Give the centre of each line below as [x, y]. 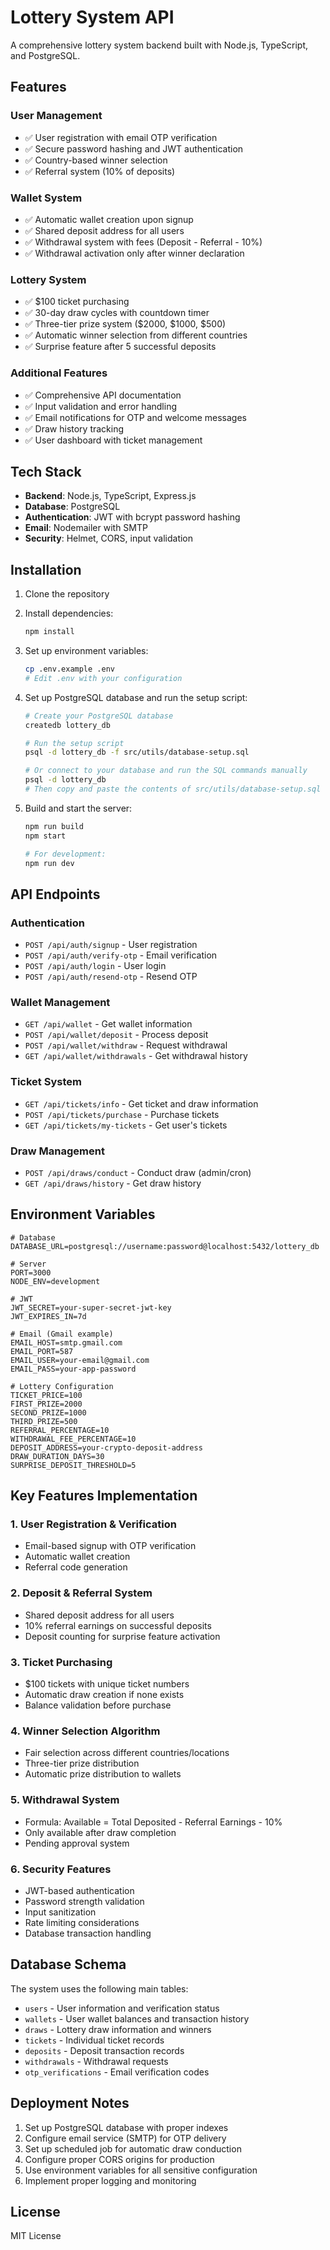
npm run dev [49, 863]
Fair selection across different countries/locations [127, 1753]
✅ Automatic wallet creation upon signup [109, 219]
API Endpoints [55, 894]
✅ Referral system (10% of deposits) [100, 171]
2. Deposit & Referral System [81, 1593]
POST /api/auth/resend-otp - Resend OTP [111, 977]
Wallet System [46, 198]
